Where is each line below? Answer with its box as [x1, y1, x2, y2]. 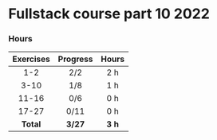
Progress [57, 53, 93, 64]
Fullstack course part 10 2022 [8, 5, 210, 23]
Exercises [12, 53, 50, 64]
